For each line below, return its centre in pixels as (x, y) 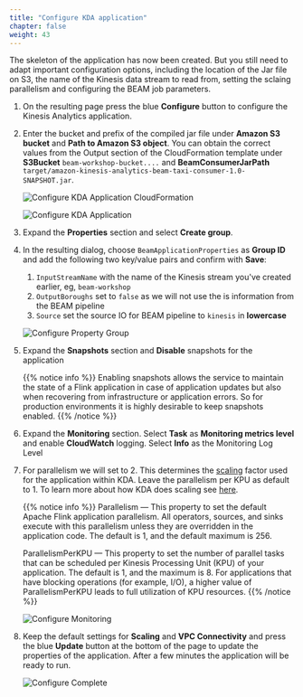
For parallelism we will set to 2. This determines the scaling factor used (155, 470)
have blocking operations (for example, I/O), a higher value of (137, 582)
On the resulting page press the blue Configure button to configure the (155, 107)
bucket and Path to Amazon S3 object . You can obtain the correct (147, 143)
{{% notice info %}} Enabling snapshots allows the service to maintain (153, 378)
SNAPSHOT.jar (47, 181)
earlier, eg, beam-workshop (83, 287)
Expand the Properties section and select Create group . (128, 232)
